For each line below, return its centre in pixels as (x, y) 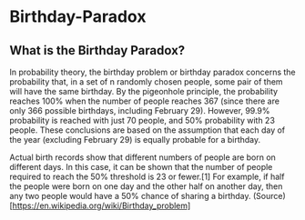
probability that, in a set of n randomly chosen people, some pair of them (147, 82)
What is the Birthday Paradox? (97, 50)
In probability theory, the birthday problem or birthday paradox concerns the (152, 72)
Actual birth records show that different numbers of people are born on (142, 157)
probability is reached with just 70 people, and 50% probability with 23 (142, 120)
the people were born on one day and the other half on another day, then (146, 186)
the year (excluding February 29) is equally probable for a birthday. (135, 140)
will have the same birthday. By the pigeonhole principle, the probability (144, 91)
